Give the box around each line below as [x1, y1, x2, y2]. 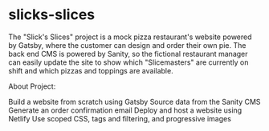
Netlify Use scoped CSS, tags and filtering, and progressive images [8, 113, 231, 123]
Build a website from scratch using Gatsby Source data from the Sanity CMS [8, 97, 261, 106]
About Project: [8, 81, 56, 91]
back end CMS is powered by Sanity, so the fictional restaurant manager [8, 49, 248, 58]
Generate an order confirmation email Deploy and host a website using [8, 105, 243, 115]
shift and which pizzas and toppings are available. [8, 65, 174, 75]
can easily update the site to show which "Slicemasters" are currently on [8, 58, 249, 67]
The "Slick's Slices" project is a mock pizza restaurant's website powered [8, 32, 252, 42]
